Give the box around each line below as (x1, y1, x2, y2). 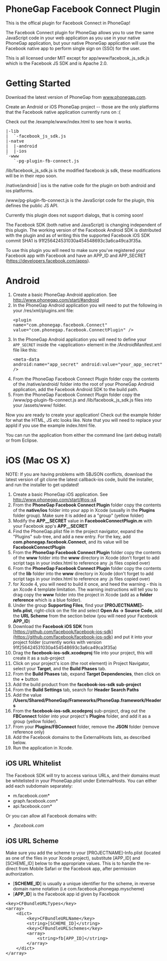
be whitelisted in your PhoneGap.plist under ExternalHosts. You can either (5, 778, 157, 784)
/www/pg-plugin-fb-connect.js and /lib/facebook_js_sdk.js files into (12, 397, 152, 403)
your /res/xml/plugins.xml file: (12, 307, 74, 314)
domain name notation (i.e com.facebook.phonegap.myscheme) (12, 886, 145, 892)
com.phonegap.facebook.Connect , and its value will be (12, 539, 129, 545)
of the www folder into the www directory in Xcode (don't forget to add (12, 555, 160, 561)
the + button (12, 676, 39, 682)
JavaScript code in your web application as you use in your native (5, 35, 141, 41)
